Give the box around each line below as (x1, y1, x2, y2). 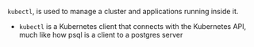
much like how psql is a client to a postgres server (18, 31, 183, 39)
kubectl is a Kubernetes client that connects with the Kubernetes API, (18, 22, 247, 31)
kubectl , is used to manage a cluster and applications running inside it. (7, 7, 239, 16)
